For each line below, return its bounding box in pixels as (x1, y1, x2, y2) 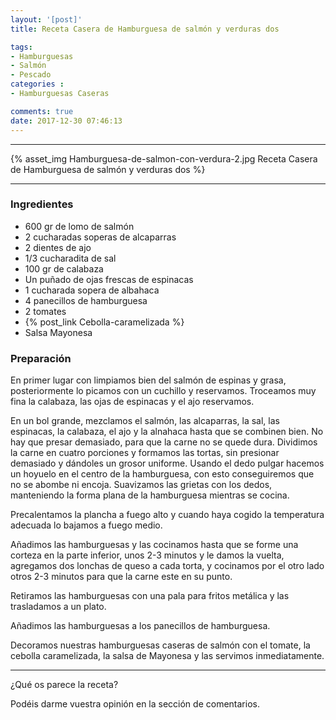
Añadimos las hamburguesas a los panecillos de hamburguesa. (10, 620, 271, 632)
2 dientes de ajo (24, 241, 92, 253)
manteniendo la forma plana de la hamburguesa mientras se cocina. (10, 489, 290, 501)
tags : (10, 42, 33, 52)
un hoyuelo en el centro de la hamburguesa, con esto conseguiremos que (10, 468, 315, 480)
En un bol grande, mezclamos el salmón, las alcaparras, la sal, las (10, 415, 280, 427)
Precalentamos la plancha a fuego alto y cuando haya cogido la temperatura (10, 509, 325, 521)
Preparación (10, 351, 72, 365)
